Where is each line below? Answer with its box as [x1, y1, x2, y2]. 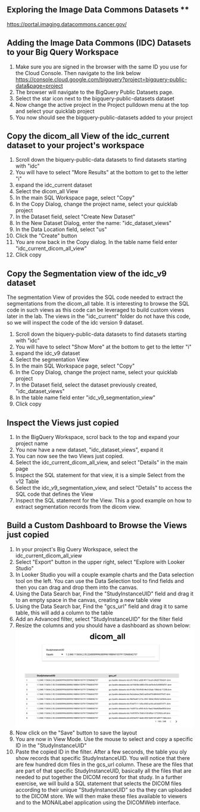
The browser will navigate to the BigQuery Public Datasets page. [15, 88, 174, 95]
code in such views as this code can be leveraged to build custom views [7, 307, 185, 314]
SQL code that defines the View [15, 490, 94, 498]
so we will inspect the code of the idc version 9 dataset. [7, 319, 144, 326]
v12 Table [15, 478, 39, 485]
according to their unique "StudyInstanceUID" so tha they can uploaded [15, 786, 192, 793]
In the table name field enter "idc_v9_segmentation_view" [15, 394, 156, 402]
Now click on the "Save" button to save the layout [15, 729, 137, 736]
